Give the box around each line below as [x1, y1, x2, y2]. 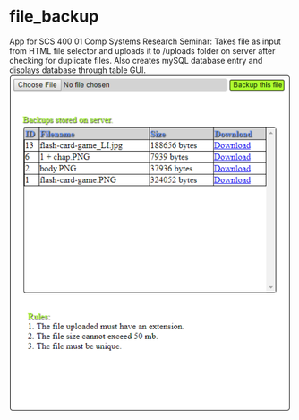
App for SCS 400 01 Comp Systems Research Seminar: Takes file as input [9, 36, 282, 47]
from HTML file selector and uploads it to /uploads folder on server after [9, 45, 276, 56]
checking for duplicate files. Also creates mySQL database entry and [9, 55, 263, 66]
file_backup [9, 6, 99, 27]
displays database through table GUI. [9, 65, 146, 75]
